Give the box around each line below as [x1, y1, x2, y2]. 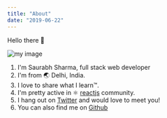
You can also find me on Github [17, 103, 108, 112]
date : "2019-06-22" [7, 17, 64, 24]
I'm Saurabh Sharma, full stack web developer [17, 63, 151, 71]
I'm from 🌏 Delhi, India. [17, 71, 86, 79]
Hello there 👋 [7, 36, 45, 44]
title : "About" [7, 10, 52, 17]
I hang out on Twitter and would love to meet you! [17, 96, 161, 104]
